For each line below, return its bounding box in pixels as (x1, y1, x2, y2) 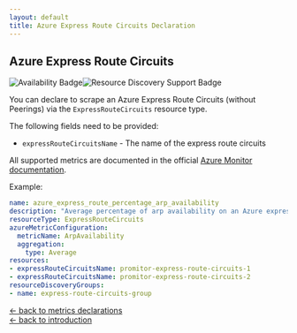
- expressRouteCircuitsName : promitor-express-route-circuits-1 (9, 264, 251, 274)
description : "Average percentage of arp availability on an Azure (9, 207, 263, 216)
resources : (9, 256, 49, 265)
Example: (9, 182, 43, 193)
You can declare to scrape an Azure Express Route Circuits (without (9, 95, 256, 105)
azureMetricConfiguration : (9, 223, 109, 232)
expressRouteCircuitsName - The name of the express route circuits (21, 138, 267, 148)
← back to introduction (9, 314, 93, 325)
